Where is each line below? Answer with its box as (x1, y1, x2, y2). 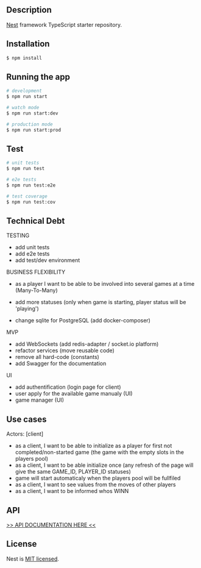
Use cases (6, 414, 47, 424)
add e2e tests (15, 250, 50, 258)
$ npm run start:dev (6, 110, 59, 116)
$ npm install (6, 55, 43, 61)
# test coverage (6, 193, 48, 199)
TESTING (6, 232, 30, 240)
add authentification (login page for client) (15, 383, 121, 391)
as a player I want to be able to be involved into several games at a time (15, 280, 195, 288)
